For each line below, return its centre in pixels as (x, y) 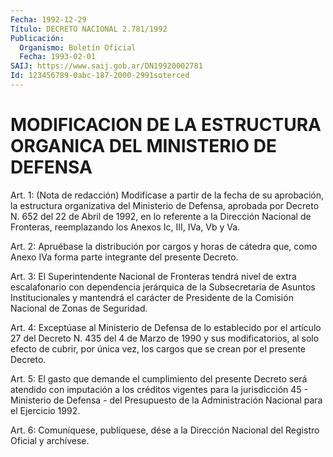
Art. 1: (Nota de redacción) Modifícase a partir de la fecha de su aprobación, (167, 195)
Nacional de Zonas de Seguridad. (79, 308)
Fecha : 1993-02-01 (58, 57)
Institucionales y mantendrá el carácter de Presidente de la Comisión (152, 297)
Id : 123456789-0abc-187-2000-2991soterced (100, 76)
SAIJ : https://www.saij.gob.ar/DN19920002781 (106, 66)
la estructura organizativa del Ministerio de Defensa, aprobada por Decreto (165, 205)
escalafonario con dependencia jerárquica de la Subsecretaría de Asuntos (163, 287)
